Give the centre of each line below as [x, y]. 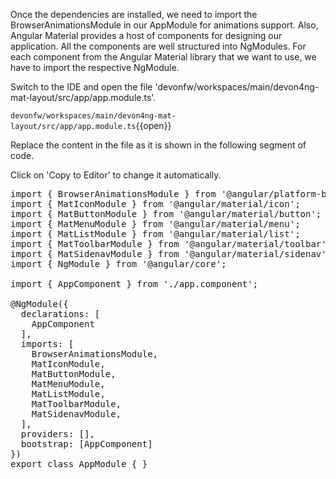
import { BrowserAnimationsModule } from [113, 194]
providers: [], [57, 434]
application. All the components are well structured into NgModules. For [158, 46]
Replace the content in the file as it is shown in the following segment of [158, 145]
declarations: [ [60, 314]
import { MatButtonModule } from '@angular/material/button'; [166, 214]
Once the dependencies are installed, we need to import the [134, 14]
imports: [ [47, 344]
